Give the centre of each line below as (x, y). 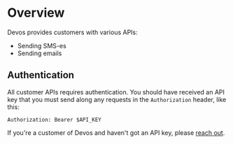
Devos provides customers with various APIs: (72, 32)
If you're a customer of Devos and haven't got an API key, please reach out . (116, 132)
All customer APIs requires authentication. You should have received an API (116, 92)
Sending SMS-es (42, 45)
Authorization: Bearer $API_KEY (54, 120)
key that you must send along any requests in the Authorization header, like (117, 99)
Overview (36, 13)
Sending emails (40, 53)
